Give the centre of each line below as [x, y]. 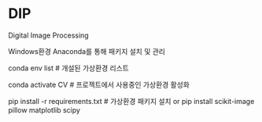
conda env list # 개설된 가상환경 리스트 [69, 68]
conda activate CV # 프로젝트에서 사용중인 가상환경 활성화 [99, 84]
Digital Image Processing [48, 35]
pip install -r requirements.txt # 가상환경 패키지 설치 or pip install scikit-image [131, 101]
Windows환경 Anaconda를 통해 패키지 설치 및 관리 [87, 51]
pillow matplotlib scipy [44, 109]
